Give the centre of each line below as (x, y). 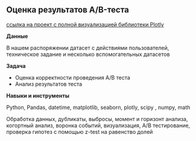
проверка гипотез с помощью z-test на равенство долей (80, 131)
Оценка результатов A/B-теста (68, 10)
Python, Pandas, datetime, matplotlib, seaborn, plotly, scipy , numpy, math (98, 107)
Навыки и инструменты (38, 95)
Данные (17, 36)
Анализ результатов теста (49, 84)
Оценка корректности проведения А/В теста (73, 77)
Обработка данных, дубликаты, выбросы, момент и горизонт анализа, (97, 119)
